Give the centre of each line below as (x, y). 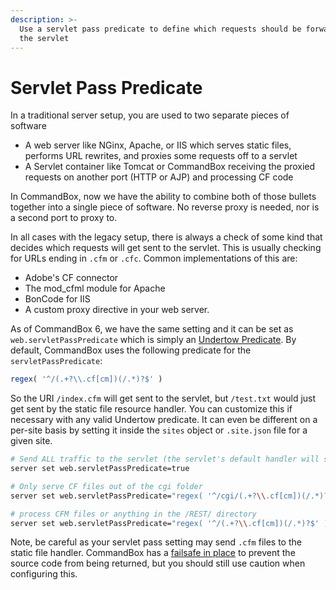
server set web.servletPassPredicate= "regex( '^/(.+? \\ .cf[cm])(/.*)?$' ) (169, 523)
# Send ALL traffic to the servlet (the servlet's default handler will (165, 459)
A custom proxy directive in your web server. (117, 310)
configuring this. (44, 574)
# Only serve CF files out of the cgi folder (106, 486)
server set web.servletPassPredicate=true (100, 469)
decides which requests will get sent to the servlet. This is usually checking (166, 248)
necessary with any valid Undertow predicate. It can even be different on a (164, 420)
